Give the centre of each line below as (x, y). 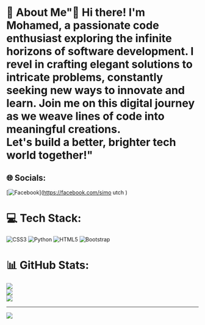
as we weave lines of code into (85, 116)
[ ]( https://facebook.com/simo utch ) (67, 192)
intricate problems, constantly (85, 77)
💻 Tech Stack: (44, 218)
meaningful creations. (63, 129)
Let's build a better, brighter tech (91, 142)
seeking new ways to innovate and (95, 90)
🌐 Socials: (26, 177)
